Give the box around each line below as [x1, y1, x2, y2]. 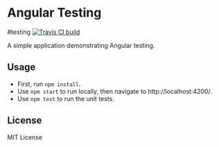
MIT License [7, 133, 43, 141]
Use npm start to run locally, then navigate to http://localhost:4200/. [17, 87, 213, 95]
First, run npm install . [17, 80, 81, 88]
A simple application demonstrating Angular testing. [7, 41, 155, 49]
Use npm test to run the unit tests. [17, 94, 114, 103]
